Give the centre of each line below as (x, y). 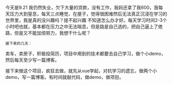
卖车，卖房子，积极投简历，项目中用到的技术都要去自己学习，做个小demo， (85, 53)
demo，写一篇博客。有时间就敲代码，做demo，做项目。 (65, 77)
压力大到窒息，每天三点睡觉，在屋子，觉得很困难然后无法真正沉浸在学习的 (88, 14)
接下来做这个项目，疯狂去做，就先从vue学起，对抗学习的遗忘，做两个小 (81, 71)
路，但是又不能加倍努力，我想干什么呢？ (48, 33)
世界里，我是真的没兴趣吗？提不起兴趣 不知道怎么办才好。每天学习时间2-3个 (86, 20)
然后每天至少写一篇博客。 (32, 60)
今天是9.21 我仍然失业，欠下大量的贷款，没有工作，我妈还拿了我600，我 (82, 7)
